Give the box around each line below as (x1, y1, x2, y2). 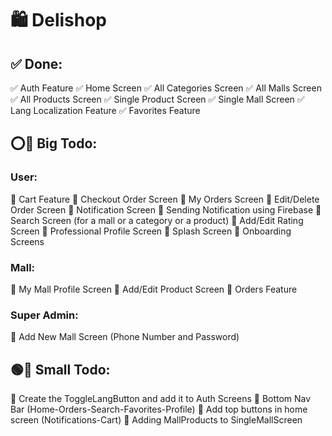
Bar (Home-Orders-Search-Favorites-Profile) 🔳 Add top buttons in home (10, 403, 308, 416)
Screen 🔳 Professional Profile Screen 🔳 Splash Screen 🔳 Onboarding (10, 225, 292, 237)
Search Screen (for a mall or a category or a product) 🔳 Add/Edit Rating (10, 214, 304, 226)
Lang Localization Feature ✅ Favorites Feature (10, 105, 201, 116)
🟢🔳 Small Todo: (10, 361, 111, 378)
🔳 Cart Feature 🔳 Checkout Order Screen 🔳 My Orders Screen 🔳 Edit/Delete (10, 193, 320, 205)
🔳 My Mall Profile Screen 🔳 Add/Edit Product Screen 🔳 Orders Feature (10, 283, 298, 295)
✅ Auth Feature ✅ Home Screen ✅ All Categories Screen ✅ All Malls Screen (10, 82, 322, 94)
